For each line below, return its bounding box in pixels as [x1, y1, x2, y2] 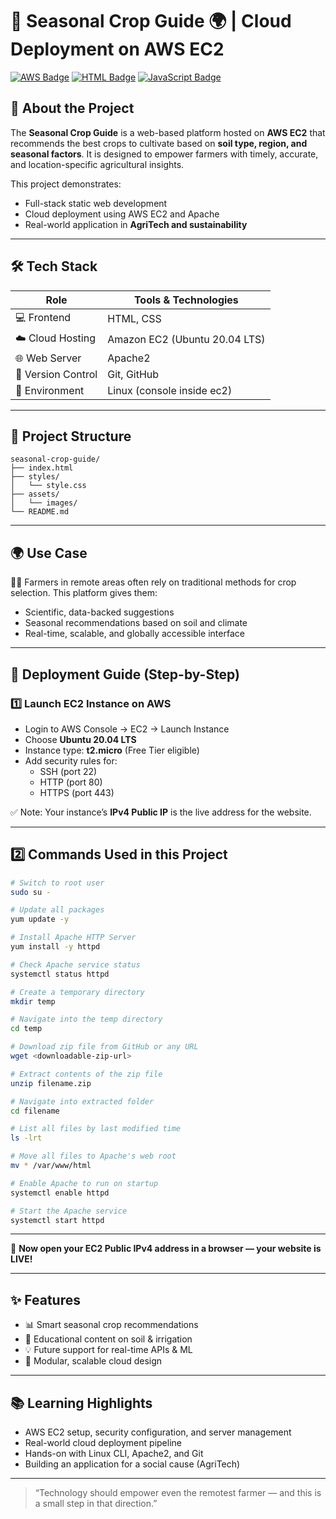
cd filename [10, 1106, 60, 1116]
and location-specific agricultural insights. [10, 158, 185, 170]
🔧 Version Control [15, 367, 98, 381]
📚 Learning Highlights [10, 1394, 153, 1412]
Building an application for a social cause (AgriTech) [24, 1458, 241, 1470]
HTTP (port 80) [39, 776, 103, 788]
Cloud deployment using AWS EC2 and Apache [24, 208, 220, 220]
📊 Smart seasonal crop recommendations [24, 1319, 199, 1331]
